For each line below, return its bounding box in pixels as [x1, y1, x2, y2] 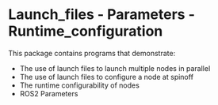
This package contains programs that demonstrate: [8, 48, 176, 58]
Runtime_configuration [8, 22, 163, 40]
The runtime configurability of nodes [19, 81, 140, 90]
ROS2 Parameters [19, 88, 78, 98]
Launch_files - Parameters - [8, 6, 196, 24]
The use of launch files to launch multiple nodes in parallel [19, 63, 211, 73]
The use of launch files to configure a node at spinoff [19, 72, 194, 81]
